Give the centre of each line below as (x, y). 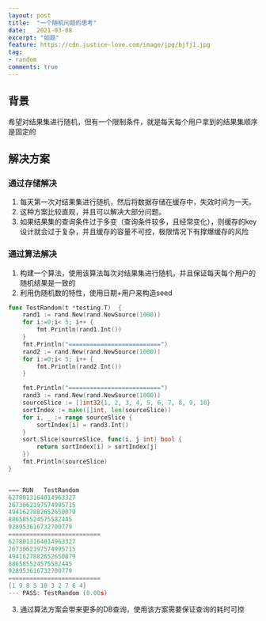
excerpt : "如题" (34, 38)
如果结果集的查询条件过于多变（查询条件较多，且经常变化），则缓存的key (138, 222)
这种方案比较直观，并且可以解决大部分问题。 (93, 212)
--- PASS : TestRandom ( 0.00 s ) (58, 593)
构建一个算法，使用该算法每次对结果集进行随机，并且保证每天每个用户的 (137, 273)
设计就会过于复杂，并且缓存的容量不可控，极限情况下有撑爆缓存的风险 (134, 232)
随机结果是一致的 (47, 282)
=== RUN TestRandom (44, 490)
